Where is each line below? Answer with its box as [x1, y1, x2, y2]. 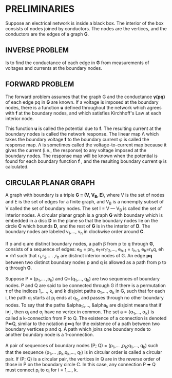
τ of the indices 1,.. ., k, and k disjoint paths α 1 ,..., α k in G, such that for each [5, 288, 165, 295]
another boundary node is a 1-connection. [5, 332, 94, 338]
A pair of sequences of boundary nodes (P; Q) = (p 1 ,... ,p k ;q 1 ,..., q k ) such [5, 343, 159, 350]
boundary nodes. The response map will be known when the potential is [5, 153, 158, 159]
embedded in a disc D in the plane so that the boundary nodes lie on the [5, 217, 158, 223]
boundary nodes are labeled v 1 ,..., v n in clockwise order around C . [5, 228, 145, 236]
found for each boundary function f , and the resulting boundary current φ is [5, 158, 167, 164]
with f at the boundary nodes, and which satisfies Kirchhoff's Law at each [5, 110, 162, 116]
